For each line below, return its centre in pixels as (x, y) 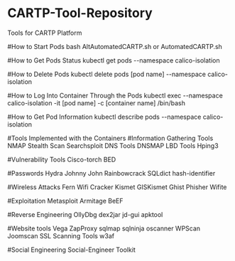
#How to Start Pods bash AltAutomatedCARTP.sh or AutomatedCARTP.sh (115, 46)
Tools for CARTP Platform (45, 33)
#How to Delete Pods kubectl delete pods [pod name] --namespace (106, 74)
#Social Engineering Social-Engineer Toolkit (72, 250)
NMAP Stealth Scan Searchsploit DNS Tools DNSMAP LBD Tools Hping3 (113, 145)
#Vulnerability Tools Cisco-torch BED (62, 159)
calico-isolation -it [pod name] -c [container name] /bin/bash (97, 103)
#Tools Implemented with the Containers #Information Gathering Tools (110, 138)
